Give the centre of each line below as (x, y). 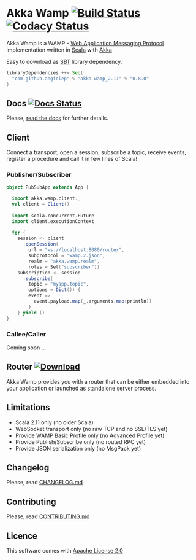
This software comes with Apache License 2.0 (65, 550)
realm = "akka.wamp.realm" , (64, 261)
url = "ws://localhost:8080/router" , (76, 250)
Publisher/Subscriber (39, 175)
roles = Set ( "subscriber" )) (64, 267)
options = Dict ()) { (55, 290)
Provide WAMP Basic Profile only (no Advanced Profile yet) (90, 435)
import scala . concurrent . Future (53, 216)
